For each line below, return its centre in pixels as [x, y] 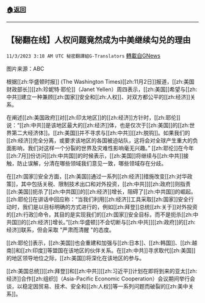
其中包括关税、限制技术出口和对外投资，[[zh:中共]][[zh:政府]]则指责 [106, 184]
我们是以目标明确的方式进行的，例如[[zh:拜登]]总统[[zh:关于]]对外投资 [110, 207]
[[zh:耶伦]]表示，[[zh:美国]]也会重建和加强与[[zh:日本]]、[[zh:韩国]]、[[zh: [99, 243]
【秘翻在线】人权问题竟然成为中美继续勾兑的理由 [99, 40]
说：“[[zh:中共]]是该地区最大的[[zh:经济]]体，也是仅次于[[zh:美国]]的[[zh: [98, 125]
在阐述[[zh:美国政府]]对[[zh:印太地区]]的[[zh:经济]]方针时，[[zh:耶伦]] [93, 118]
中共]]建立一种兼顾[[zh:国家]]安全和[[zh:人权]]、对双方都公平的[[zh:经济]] [98, 97]
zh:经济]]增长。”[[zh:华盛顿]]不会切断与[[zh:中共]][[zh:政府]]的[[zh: [113, 222]
